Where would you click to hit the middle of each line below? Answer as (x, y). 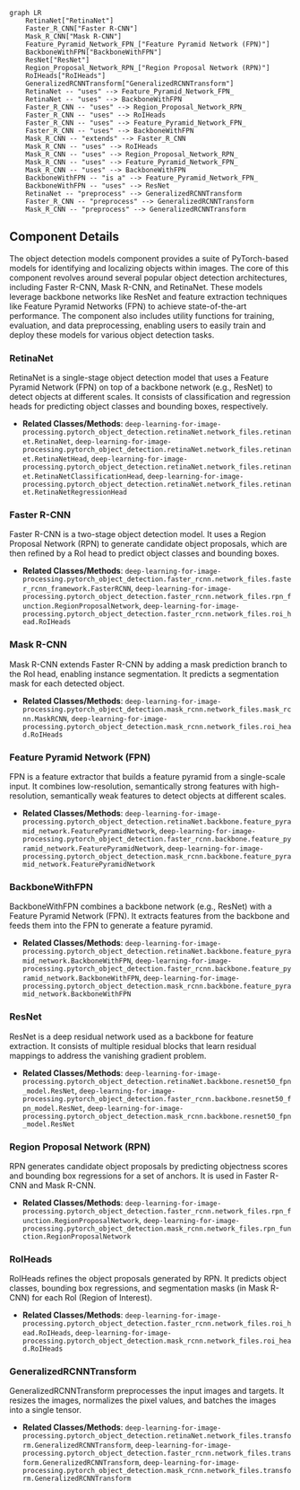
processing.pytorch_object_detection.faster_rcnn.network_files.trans (157, 1454)
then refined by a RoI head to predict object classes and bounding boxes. (144, 553)
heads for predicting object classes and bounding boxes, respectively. (139, 406)
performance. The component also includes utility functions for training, (142, 315)
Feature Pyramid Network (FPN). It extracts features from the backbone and (150, 916)
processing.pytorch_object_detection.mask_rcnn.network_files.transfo (157, 1471)
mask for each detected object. (67, 683)
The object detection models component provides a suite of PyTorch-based (149, 258)
